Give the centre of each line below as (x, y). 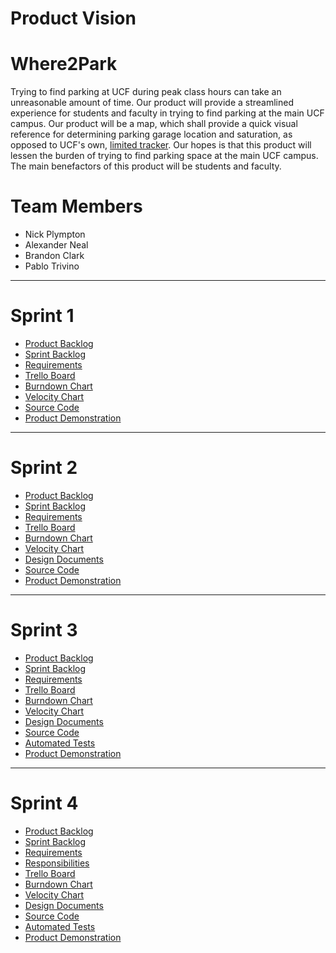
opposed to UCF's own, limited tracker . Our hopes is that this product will (161, 145)
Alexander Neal (56, 245)
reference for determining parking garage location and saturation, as (151, 134)
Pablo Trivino (52, 266)
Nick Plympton (55, 234)
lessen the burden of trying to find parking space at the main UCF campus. (164, 156)
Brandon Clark (54, 256)
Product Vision (73, 18)
